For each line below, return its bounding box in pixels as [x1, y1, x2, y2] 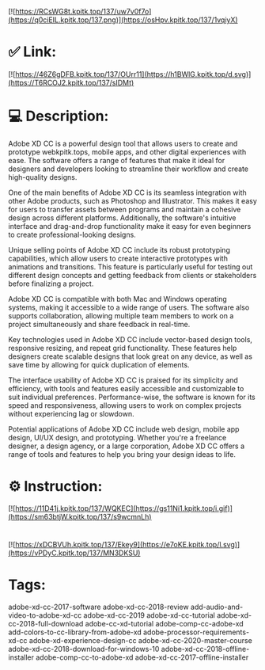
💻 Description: [8, 107, 109, 125]
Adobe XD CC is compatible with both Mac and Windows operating [8, 294, 227, 303]
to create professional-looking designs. [8, 230, 136, 239]
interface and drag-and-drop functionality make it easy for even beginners [8, 221, 252, 230]
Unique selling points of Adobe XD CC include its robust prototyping [8, 245, 231, 254]
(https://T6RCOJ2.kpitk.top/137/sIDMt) [8, 78, 134, 87]
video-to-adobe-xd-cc [8, 610, 82, 620]
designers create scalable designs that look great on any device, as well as [8, 352, 253, 361]
